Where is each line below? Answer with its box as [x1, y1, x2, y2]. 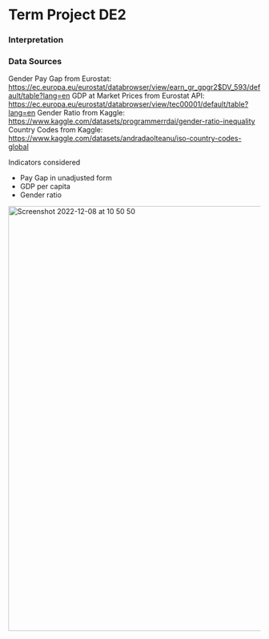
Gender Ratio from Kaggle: [37, 108, 126, 118]
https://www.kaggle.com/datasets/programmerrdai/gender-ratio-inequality [8, 116, 255, 126]
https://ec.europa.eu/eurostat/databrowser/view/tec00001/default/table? [8, 99, 249, 109]
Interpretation [8, 34, 64, 46]
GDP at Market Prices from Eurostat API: [71, 91, 205, 101]
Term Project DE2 [8, 6, 126, 24]
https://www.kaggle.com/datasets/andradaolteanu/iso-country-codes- [8, 134, 242, 144]
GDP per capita [19, 182, 70, 192]
